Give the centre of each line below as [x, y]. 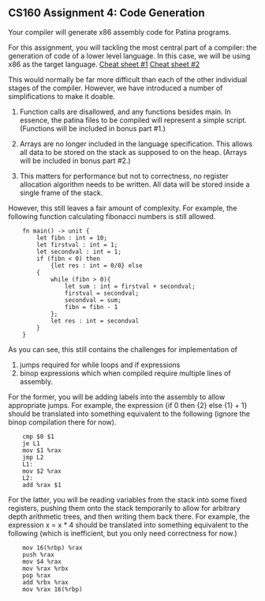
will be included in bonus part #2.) [75, 161]
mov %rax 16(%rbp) [52, 589]
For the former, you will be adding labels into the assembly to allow [117, 397]
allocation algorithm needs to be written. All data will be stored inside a [134, 184]
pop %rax [37, 575]
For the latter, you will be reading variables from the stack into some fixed [127, 499]
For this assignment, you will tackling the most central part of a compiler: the [132, 47]
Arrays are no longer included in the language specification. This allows [136, 144]
